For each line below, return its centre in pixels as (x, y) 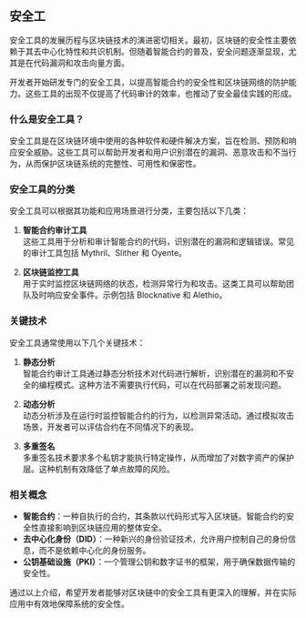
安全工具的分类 (42, 189)
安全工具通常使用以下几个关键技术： (77, 342)
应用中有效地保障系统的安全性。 (69, 604)
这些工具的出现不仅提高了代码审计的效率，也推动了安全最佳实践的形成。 (161, 93)
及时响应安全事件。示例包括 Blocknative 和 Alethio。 (129, 295)
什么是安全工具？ (47, 119)
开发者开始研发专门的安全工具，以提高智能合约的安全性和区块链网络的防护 (149, 82)
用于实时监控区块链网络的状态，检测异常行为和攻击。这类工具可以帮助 (154, 284)
